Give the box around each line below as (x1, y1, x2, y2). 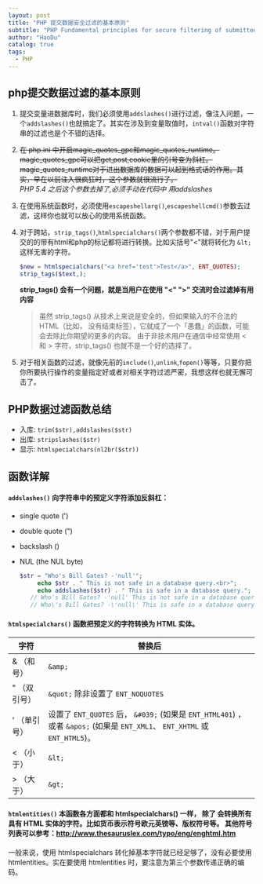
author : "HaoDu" (8, 33, 61, 42)
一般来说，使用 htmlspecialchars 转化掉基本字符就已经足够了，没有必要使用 (8, 847, 252, 857)
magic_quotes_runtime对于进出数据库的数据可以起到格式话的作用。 (19, 164, 237, 174)
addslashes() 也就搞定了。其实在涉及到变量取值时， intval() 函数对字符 (26, 119, 254, 128)
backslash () (19, 541, 60, 550)
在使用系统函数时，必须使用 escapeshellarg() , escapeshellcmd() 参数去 (19, 201, 244, 210)
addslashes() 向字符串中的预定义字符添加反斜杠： (8, 493, 169, 502)
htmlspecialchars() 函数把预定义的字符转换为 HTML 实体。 (8, 619, 200, 628)
